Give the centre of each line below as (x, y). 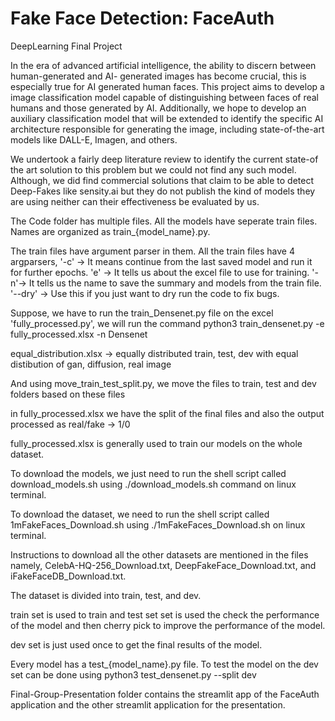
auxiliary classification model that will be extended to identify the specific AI (167, 118)
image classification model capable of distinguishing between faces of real (165, 97)
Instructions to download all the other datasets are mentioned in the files (159, 554)
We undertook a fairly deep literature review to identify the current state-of (164, 159)
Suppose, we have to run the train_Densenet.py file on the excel (142, 313)
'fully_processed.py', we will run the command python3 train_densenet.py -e (167, 323)
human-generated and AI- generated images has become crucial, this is (158, 76)
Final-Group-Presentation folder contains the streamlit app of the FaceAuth (165, 694)
